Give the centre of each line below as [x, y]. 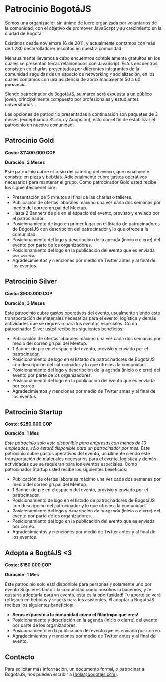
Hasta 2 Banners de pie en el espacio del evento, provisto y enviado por [86, 213]
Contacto [20, 657]
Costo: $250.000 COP [28, 424]
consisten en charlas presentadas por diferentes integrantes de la [72, 69]
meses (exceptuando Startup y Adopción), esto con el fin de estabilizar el [80, 119]
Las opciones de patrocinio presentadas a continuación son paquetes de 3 [81, 114]
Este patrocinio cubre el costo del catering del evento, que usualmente [77, 171]
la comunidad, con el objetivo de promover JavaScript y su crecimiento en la [83, 28]
